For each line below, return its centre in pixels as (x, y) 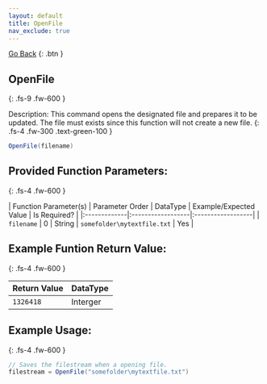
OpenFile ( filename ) (41, 146)
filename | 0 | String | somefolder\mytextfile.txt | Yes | (101, 223)
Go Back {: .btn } (36, 54)
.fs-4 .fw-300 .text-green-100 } (60, 131)
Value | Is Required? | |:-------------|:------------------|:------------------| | (134, 215)
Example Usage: (50, 330)
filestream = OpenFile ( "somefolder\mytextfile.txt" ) (99, 372)
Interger (86, 302)
